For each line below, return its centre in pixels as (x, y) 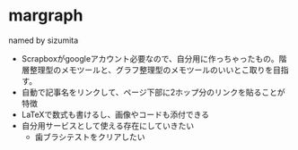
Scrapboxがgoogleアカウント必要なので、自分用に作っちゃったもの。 (150, 58)
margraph (46, 16)
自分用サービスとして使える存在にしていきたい (108, 125)
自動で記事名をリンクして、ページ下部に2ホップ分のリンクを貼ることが (153, 92)
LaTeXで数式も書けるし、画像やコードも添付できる (115, 114)
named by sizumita (44, 40)
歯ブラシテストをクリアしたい (90, 137)
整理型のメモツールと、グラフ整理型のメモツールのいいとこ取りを (151, 70)
